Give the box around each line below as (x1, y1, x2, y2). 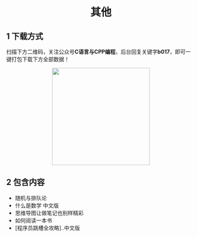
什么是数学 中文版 (14, 202, 59, 209)
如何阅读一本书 (14, 217, 52, 224)
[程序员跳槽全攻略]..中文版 (14, 224, 80, 231)
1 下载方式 (6, 31, 44, 41)
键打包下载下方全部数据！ (6, 56, 70, 63)
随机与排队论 (14, 194, 47, 201)
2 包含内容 (6, 177, 45, 187)
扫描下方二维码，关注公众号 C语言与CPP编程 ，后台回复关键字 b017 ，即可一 (6, 48, 191, 55)
